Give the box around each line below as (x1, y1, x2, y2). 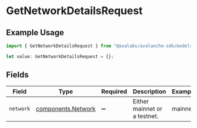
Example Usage (6, 28, 64, 38)
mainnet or (133, 105, 163, 113)
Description (133, 87, 167, 95)
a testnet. (133, 112, 159, 120)
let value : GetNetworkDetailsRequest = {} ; (6, 53, 114, 59)
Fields (6, 70, 29, 80)
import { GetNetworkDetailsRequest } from (6, 43, 111, 49)
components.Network (36, 105, 96, 113)
